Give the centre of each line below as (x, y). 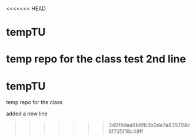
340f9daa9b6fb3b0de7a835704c (150, 125)
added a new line (27, 114)
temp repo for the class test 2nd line (96, 59)
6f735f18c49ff (126, 131)
